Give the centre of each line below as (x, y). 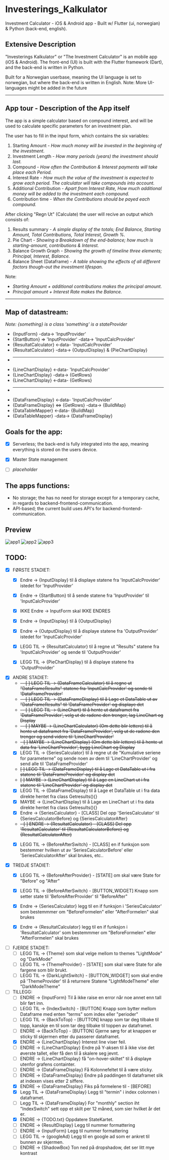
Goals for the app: (34, 432)
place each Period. (32, 172)
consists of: (17, 219)
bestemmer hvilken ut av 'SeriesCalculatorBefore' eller (76, 850)
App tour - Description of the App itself (67, 109)
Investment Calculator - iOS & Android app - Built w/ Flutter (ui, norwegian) (83, 23)
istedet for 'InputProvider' (47, 585)
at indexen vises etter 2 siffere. (52, 1081)
